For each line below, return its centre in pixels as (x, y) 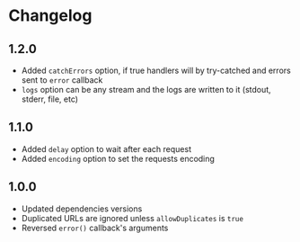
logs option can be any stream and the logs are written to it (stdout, (146, 90)
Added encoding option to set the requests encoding (118, 158)
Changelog (50, 16)
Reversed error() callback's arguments (95, 228)
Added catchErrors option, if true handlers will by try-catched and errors (156, 70)
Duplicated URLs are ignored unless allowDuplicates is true (132, 218)
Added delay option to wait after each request (106, 148)
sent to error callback (62, 80)
